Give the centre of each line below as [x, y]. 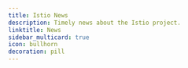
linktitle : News [35, 30]
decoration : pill [37, 52]
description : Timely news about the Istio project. [94, 23]
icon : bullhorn [33, 45]
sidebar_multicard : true [49, 37]
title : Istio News [38, 15]
